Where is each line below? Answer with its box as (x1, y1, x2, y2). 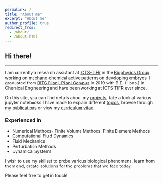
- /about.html (9, 34, 38, 39)
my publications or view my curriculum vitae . (5, 105, 95, 111)
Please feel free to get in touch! (5, 172, 68, 178)
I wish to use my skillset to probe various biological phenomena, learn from (5, 158, 155, 164)
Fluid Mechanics (12, 138, 45, 144)
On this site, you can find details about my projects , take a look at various (5, 94, 152, 100)
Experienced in (5, 117, 41, 124)
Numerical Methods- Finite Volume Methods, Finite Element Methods (12, 128, 150, 133)
